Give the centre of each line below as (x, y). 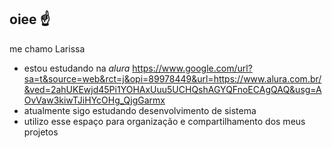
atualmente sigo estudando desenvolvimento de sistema (140, 110)
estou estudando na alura (77, 68)
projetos (41, 132)
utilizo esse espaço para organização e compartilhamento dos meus (164, 121)
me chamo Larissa (47, 48)
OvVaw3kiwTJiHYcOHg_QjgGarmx (94, 100)
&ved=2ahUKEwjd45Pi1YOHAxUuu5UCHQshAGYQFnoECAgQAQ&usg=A (172, 89)
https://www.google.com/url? (192, 68)
